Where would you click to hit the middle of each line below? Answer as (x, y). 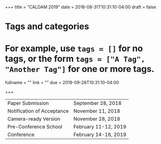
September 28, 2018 (97, 103)
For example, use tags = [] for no (74, 49)
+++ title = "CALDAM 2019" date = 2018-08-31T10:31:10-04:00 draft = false (80, 7)
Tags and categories (47, 27)
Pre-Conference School (35, 127)
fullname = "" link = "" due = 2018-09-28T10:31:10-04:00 (62, 83)
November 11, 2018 (97, 111)
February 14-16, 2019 (100, 135)
